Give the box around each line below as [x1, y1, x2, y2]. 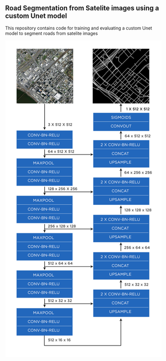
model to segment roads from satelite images [5, 30, 98, 36]
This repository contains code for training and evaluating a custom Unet [5, 25, 153, 31]
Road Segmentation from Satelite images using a [5, 4, 159, 12]
